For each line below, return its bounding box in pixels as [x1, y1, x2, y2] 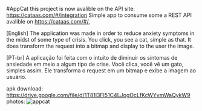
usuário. [6, 74, 27, 80]
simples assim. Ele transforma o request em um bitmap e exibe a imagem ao [6, 67, 197, 74]
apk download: [6, 85, 44, 92]
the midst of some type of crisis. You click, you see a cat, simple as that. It [6, 36, 192, 43]
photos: [6, 98, 25, 105]
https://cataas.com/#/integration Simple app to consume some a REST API [6, 11, 192, 19]
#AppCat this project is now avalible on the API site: [6, 5, 135, 12]
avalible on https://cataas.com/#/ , [6, 18, 91, 25]
